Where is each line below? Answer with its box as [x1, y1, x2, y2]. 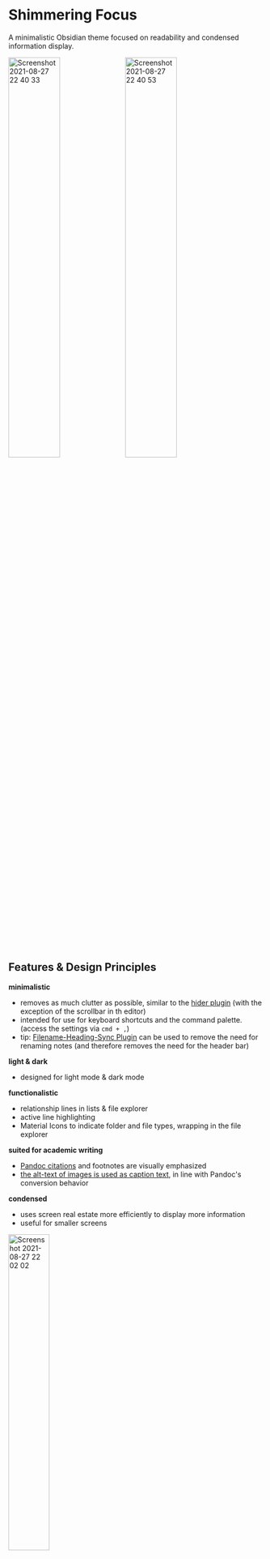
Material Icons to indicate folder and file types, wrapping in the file [19, 1121, 242, 1130]
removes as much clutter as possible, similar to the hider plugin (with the [19, 997, 263, 1007]
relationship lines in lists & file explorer [19, 1104, 148, 1113]
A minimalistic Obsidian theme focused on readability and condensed [8, 32, 240, 42]
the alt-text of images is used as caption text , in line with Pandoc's [19, 1169, 242, 1179]
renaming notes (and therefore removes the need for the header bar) [19, 1040, 249, 1050]
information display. [8, 41, 74, 50]
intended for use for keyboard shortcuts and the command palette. [19, 1014, 243, 1024]
